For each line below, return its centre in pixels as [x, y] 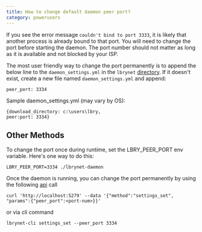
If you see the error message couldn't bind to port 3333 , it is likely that [96, 34]
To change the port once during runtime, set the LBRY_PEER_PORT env [95, 150]
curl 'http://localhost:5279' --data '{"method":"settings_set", [90, 196]
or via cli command [30, 212]
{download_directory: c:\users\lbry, [54, 111]
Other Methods [35, 135]
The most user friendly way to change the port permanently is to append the [101, 65]
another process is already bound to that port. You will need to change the [99, 41]
